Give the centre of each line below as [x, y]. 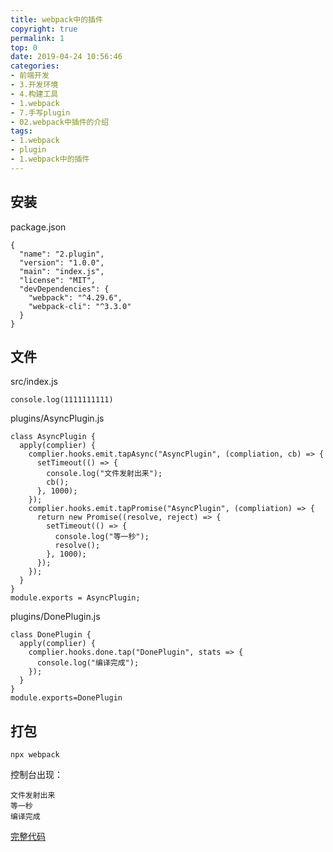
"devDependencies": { [64, 289]
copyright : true [44, 29]
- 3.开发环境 [34, 85]
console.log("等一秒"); [102, 537]
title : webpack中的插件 [56, 19]
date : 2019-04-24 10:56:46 [66, 57]
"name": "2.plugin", [62, 254]
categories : [35, 66]
